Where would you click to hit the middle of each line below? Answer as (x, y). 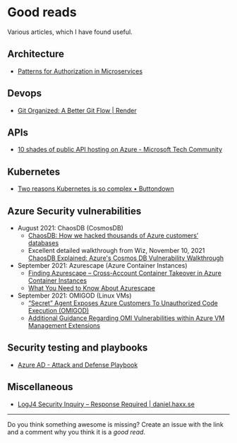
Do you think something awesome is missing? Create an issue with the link (115, 424)
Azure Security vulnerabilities (74, 211)
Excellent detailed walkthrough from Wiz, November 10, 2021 (116, 250)
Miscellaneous (40, 387)
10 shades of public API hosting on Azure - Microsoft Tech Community (120, 150)
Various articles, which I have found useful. (70, 32)
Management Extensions (64, 325)
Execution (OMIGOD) (59, 311)
